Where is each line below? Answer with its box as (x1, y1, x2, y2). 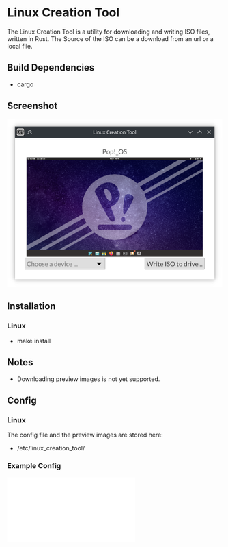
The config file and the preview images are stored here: (7, 430, 164, 439)
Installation (7, 300, 56, 313)
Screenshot (7, 100, 58, 112)
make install (16, 337, 51, 345)
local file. (7, 42, 33, 50)
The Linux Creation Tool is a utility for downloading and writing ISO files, (7, 27, 210, 36)
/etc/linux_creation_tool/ (16, 444, 85, 452)
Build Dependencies (7, 62, 95, 73)
